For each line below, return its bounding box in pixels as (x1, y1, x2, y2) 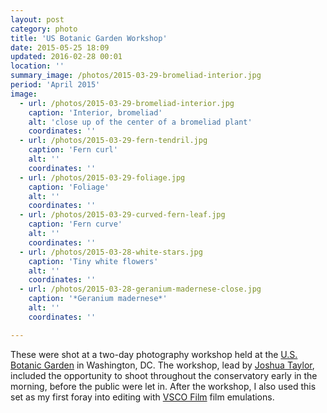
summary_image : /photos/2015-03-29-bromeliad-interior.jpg (10, 71, 262, 81)
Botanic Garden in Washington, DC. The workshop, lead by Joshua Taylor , (10, 359, 315, 371)
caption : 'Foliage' (28, 182, 110, 192)
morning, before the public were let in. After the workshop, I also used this (10, 380, 317, 392)
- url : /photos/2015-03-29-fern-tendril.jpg (19, 136, 208, 146)
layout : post (10, 14, 65, 25)
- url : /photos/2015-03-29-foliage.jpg (19, 172, 186, 183)
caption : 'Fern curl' (28, 145, 118, 155)
